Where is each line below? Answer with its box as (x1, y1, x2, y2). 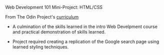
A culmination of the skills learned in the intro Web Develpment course (12, 23, 157, 29)
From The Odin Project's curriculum (5, 14, 79, 19)
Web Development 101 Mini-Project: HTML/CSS (5, 4, 103, 10)
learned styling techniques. (12, 44, 69, 49)
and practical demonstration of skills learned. (12, 29, 106, 34)
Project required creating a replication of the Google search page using (12, 38, 159, 44)
